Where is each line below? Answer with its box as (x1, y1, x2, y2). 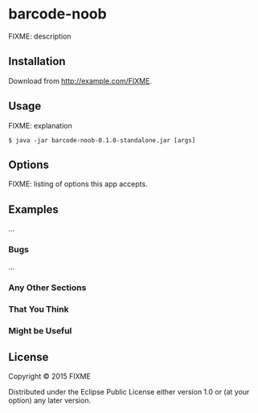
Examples (8, 202, 59, 216)
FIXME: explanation (8, 121, 72, 130)
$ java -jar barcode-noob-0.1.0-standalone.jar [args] (8, 136, 196, 145)
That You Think (8, 304, 69, 315)
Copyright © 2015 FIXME (8, 371, 91, 382)
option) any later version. (8, 395, 91, 406)
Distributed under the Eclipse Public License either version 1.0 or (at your (8, 387, 250, 397)
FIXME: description (8, 31, 72, 41)
